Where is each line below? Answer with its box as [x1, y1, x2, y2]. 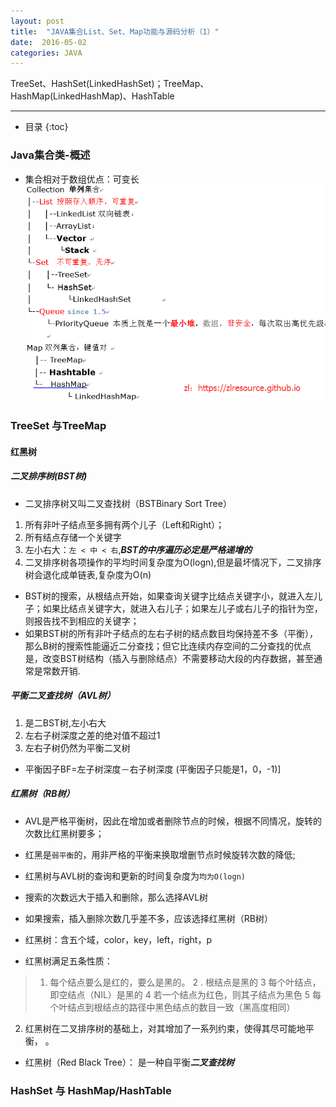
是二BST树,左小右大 [24, 716, 107, 729]
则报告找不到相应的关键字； [24, 615, 140, 627]
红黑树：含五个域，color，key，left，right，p [24, 933, 213, 945]
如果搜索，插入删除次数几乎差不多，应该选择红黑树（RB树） [24, 912, 273, 924]
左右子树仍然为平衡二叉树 [24, 741, 131, 754]
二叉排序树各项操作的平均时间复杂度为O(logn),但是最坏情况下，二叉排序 [24, 556, 322, 568]
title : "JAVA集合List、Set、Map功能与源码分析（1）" [10, 26, 220, 37]
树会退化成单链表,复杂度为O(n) [24, 568, 152, 580]
